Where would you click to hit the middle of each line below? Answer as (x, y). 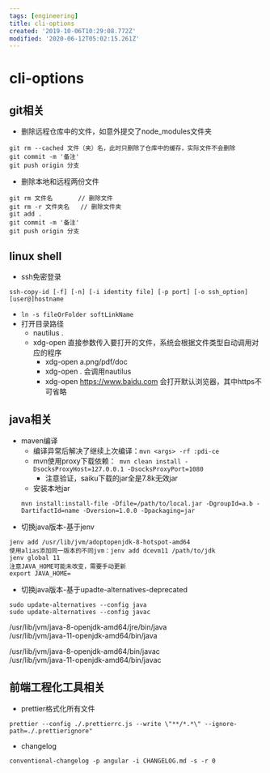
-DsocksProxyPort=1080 (166, 469)
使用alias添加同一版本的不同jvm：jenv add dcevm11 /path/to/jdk (112, 551)
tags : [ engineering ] (44, 16)
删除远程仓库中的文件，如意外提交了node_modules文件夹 (116, 131)
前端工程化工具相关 (57, 688)
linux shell (36, 256)
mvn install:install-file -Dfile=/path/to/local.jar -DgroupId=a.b (137, 503)
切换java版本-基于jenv (58, 527)
